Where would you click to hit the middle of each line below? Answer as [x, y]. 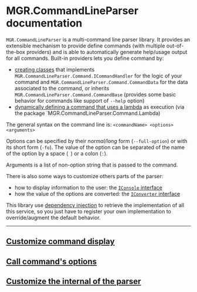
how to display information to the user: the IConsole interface [88, 187]
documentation [44, 23]
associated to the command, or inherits [62, 88]
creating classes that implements [55, 69]
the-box [16, 52]
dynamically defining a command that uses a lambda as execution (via [99, 107]
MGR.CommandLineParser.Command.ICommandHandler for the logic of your [98, 76]
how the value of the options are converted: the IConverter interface [97, 193]
